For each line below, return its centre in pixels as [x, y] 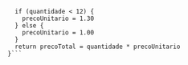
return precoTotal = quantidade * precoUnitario [98, 47]
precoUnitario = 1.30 [58, 18]
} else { [29, 26]
